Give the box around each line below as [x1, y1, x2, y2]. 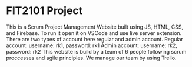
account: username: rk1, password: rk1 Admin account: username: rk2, [6, 42, 178, 49]
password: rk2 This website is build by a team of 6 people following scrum [6, 48, 187, 55]
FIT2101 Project [6, 4, 83, 17]
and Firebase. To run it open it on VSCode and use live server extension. [6, 29, 182, 36]
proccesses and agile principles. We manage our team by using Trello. [6, 54, 177, 61]
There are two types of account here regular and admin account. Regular [6, 36, 184, 43]
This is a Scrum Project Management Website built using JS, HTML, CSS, [6, 23, 184, 30]
